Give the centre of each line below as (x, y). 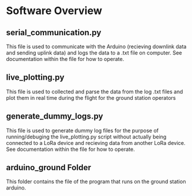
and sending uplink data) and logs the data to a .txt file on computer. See (94, 53)
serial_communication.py (54, 33)
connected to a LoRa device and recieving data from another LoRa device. (96, 143)
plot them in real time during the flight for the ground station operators (91, 97)
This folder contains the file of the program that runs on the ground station (96, 182)
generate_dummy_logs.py (55, 116)
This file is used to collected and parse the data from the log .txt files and (95, 92)
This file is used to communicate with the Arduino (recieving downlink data (96, 46)
